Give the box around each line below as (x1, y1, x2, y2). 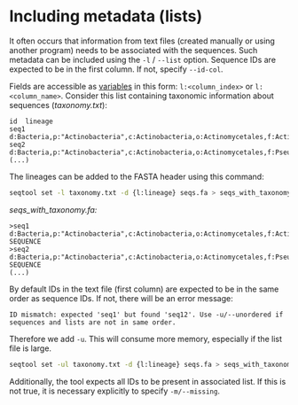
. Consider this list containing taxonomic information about (60, 90, 275, 101)
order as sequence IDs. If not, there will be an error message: (9, 292, 233, 303)
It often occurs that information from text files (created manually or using (9, 35, 275, 46)
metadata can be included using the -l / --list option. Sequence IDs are (9, 54, 277, 65)
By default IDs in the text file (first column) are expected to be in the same (9, 284, 279, 294)
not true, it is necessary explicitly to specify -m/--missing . (9, 386, 220, 396)
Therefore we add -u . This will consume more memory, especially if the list (9, 333, 282, 344)
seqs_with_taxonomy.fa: (9, 204, 98, 214)
